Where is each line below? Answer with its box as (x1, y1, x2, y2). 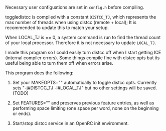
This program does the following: (5, 70, 74, 76)
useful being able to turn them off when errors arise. (5, 60, 114, 66)
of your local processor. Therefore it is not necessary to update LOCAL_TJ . (5, 40, 156, 46)
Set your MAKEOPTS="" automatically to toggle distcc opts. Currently (12, 80, 157, 85)
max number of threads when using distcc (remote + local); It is (5, 20, 137, 25)
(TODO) (12, 90, 29, 96)
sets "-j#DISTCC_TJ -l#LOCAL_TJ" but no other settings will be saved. (12, 85, 157, 91)
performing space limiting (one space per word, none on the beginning (12, 105, 159, 111)
